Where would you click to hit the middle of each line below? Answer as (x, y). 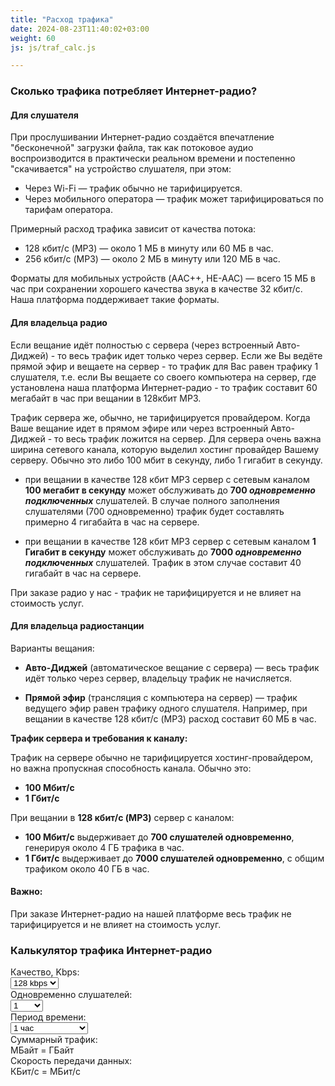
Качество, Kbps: (45, 972)
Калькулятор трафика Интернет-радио (111, 950)
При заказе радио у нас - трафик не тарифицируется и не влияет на (156, 592)
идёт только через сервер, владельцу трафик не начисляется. (158, 678)
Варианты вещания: (52, 648)
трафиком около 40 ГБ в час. (87, 868)
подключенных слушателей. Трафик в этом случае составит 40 (163, 562)
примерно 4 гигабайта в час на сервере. (112, 522)
